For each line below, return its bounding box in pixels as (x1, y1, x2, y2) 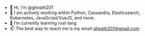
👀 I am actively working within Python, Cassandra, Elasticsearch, (9, 10, 141, 16)
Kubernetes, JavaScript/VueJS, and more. (9, 15, 95, 20)
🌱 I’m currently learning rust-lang (9, 20, 77, 26)
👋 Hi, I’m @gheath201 (9, 5, 53, 10)
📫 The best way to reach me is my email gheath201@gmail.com (9, 26, 140, 31)
